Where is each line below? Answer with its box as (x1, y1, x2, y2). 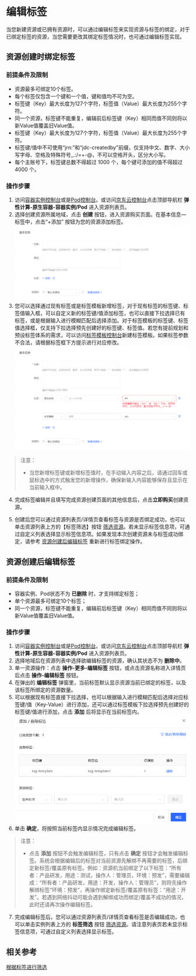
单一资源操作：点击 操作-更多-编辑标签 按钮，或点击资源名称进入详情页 (14, 665, 186, 672)
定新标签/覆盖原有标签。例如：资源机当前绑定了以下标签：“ (29, 864, 171, 872)
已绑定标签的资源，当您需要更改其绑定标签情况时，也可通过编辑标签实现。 (6, 33, 185, 40)
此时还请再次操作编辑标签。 (29, 901, 96, 908)
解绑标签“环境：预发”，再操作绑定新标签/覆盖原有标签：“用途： (29, 886, 181, 893)
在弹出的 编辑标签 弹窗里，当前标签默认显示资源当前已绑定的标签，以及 (14, 679, 187, 686)
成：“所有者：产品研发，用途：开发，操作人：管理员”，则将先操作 (29, 879, 187, 886)
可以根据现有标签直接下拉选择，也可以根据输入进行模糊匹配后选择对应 (14, 694, 184, 701)
